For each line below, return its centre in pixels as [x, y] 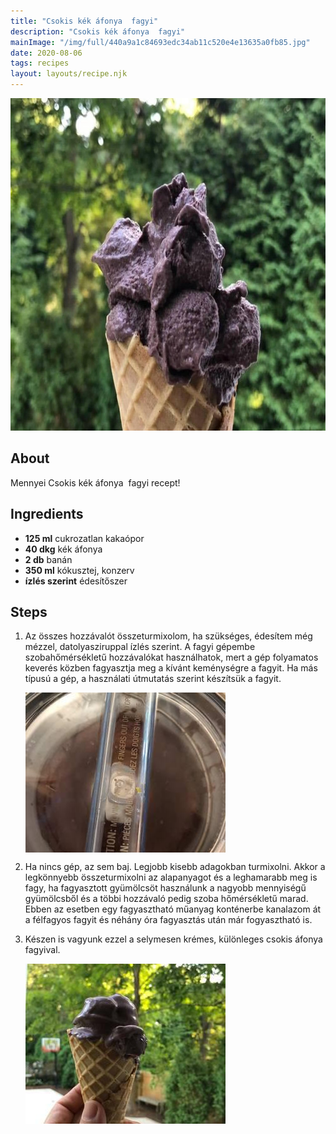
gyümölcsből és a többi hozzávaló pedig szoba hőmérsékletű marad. [166, 899]
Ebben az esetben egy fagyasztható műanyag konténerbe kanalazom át [173, 909]
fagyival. [42, 950]
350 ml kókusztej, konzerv [79, 570]
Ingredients [47, 514]
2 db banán [48, 559]
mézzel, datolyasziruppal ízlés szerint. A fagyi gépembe [140, 647]
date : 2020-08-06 [46, 53]
